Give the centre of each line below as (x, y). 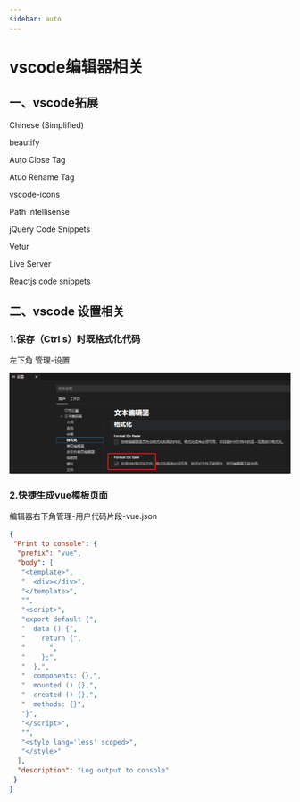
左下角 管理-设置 (40, 360)
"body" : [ (35, 563)
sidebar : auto (36, 19)
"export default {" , (59, 619)
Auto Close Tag (37, 159)
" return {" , (51, 638)
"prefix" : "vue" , (50, 554)
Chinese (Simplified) (47, 124)
